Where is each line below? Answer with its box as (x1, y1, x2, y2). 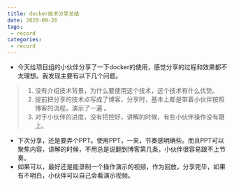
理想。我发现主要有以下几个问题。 (23, 71, 122, 80)
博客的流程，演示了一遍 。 (34, 104, 110, 112)
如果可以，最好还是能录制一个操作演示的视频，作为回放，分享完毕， (17, 162, 214, 171)
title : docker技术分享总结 (7, 10, 80, 17)
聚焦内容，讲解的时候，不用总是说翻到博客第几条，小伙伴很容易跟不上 (17, 145, 220, 153)
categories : (7, 36, 42, 43)
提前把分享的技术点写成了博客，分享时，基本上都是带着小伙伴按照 (34, 95, 225, 103)
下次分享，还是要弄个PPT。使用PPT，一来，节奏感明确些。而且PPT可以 (17, 136, 225, 144)
